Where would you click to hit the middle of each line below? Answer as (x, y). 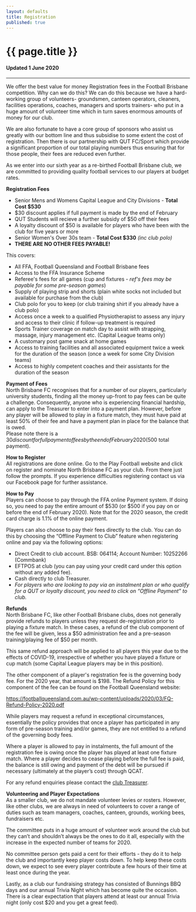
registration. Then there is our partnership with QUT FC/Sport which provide (98, 141)
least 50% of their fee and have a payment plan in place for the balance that (97, 421)
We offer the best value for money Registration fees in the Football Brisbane (97, 86)
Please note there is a (32, 433)
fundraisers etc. (25, 818)
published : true (26, 22)
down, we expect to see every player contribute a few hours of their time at (97, 866)
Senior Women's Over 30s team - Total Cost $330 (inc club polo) (93, 237)
